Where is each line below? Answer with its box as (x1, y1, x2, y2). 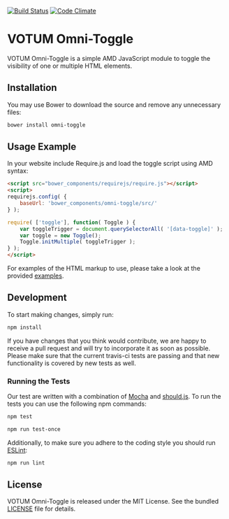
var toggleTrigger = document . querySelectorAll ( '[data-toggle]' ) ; (20, 225, 223, 232)
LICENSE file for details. (7, 504, 76, 513)
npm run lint (7, 459, 45, 467)
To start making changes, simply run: (7, 310, 114, 318)
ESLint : (7, 446, 28, 454)
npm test (7, 413, 33, 420)
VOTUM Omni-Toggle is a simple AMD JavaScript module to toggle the (7, 54, 211, 62)
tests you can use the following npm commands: (7, 399, 147, 408)
